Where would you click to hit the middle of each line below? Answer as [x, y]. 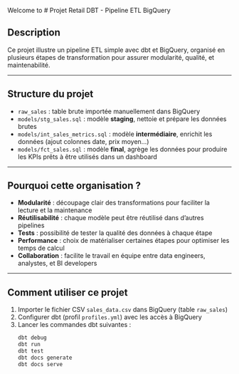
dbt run [29, 345]
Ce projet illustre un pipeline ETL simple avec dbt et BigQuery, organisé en [116, 50]
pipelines [31, 225]
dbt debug [32, 338]
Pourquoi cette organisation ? [74, 186]
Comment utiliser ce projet [68, 292]
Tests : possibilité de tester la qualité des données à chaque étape [115, 233]
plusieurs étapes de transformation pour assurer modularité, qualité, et [111, 57]
